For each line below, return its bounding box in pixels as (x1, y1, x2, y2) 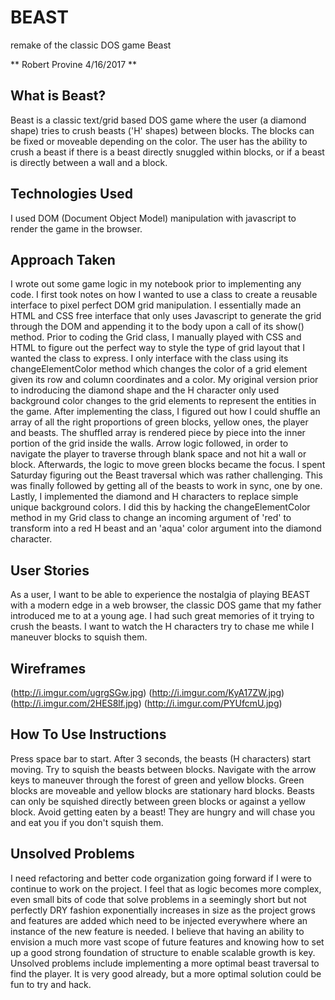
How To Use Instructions (10, 726, 167, 743)
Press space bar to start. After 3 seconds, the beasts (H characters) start (10, 752, 312, 765)
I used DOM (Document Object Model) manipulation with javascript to (10, 212, 297, 224)
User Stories (10, 562, 90, 579)
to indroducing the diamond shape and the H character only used (10, 384, 280, 396)
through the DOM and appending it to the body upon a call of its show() (10, 321, 305, 333)
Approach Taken (10, 251, 116, 268)
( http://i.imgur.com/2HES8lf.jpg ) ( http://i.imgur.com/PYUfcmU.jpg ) (10, 697, 283, 709)
